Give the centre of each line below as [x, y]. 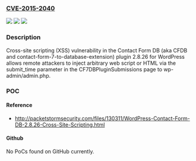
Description [23, 37]
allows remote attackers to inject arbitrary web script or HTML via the [91, 63]
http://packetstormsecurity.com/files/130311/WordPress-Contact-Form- [102, 118]
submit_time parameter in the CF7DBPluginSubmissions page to [84, 69]
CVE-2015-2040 [31, 8]
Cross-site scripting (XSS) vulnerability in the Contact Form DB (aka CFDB [97, 50]
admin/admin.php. [29, 75]
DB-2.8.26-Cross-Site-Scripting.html [60, 124]
